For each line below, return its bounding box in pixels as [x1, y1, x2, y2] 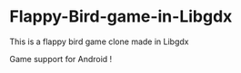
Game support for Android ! [9, 53, 113, 64]
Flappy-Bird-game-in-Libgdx [9, 6, 233, 27]
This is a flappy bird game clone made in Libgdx [9, 36, 189, 47]
